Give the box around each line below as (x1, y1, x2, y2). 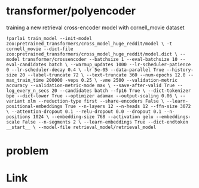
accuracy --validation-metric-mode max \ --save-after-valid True (6, 82, 175, 88)
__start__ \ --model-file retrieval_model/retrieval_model (6, 124, 157, 130)
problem (6, 144, 49, 158)
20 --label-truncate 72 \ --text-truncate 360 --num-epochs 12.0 (19, 72, 186, 78)
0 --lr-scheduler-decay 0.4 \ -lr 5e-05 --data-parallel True (6, 67, 164, 73)
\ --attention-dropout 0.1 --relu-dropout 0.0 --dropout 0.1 (6, 109, 162, 115)
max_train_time (6, 77, 44, 83)
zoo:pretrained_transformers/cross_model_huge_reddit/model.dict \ (6, 51, 178, 57)
